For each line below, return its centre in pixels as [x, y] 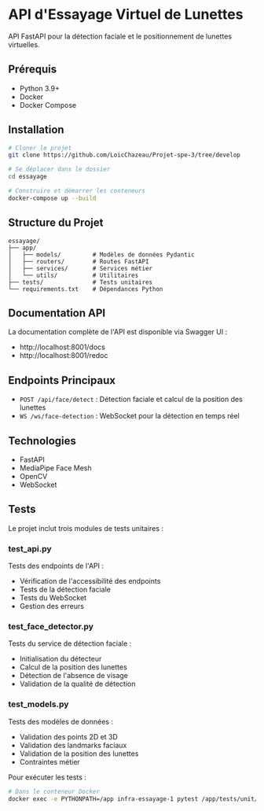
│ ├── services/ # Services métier [81, 268]
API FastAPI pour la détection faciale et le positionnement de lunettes [120, 36]
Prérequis [33, 70]
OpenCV [33, 477]
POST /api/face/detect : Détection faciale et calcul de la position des [131, 400]
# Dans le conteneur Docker [54, 791]
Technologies [42, 441]
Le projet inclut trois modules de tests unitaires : [86, 528]
